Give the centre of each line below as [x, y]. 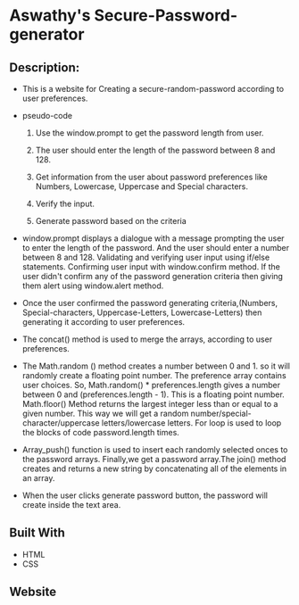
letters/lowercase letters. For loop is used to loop [191, 423]
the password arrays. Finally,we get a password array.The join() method [154, 459]
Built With [37, 533]
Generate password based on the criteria [111, 221]
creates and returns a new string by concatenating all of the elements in [154, 468]
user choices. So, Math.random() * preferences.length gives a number [151, 385]
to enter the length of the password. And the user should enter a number [156, 248]
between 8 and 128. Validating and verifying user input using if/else [146, 257]
